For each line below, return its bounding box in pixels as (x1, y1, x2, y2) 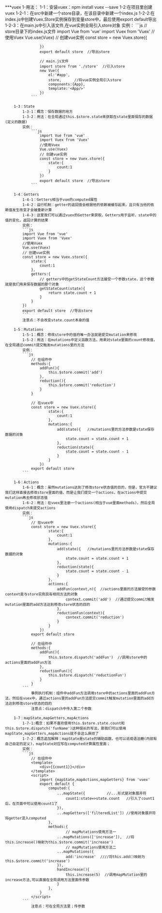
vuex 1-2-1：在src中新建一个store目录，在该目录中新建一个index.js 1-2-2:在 (5, 10, 155, 16)
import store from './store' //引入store (39, 64, 125, 69)
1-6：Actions (14, 480, 40, 485)
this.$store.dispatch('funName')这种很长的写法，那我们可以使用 (5, 726, 127, 731)
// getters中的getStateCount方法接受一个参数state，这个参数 (39, 277, 155, 282)
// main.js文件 (39, 59, 69, 64)
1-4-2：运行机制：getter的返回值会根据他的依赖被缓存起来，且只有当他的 (22, 203, 151, 207)
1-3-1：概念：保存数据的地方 (22, 109, 73, 114)
